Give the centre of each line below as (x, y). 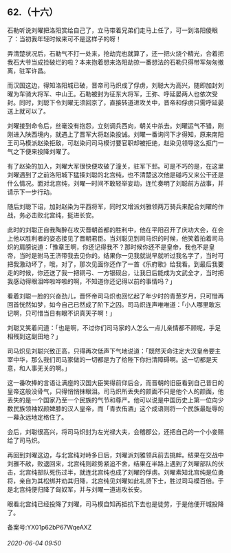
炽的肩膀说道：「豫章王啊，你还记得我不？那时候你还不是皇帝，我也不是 (108, 247)
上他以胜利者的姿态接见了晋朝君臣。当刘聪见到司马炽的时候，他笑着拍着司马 (115, 238)
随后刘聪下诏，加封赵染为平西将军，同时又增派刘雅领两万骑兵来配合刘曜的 (112, 206)
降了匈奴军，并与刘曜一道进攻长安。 (94, 489)
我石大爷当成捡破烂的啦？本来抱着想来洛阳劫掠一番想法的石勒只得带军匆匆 (112, 62)
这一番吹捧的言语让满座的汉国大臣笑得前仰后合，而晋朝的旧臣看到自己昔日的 (115, 382)
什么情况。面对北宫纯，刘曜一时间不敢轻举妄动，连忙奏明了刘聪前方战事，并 (115, 183)
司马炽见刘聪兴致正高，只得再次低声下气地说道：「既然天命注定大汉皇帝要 (111, 351)
